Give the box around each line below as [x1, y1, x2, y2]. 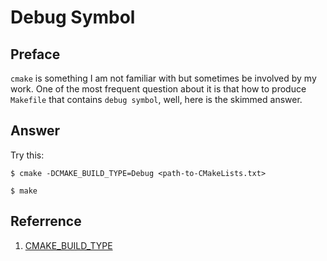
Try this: [10, 149, 45, 161]
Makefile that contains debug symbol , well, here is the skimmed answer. [10, 94, 303, 105]
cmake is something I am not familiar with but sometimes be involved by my [10, 72, 317, 84]
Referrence [10, 213, 82, 230]
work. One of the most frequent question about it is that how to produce [10, 83, 307, 95]
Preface [10, 46, 61, 63]
